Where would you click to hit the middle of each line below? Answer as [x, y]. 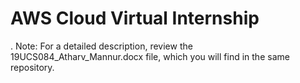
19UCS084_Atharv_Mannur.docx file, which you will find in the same [150, 56]
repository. [32, 67]
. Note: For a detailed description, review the [101, 46]
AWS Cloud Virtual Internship [135, 18]
